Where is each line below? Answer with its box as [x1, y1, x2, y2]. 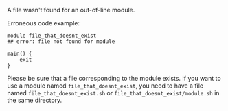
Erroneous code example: [7, 19, 80, 27]
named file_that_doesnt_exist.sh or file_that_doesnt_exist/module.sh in [7, 89, 220, 97]
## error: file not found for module [7, 38, 115, 45]
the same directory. [7, 96, 62, 104]
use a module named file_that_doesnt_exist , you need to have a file [7, 82, 204, 90]
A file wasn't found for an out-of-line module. [7, 6, 135, 14]
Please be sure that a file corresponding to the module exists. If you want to [7, 75, 221, 82]
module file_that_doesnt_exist [7, 32, 97, 39]
